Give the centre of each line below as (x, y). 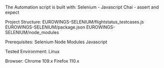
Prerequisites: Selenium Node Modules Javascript (56, 42)
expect (12, 12)
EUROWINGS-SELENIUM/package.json (45, 27)
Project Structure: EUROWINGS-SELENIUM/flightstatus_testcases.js (75, 22)
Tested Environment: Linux (32, 51)
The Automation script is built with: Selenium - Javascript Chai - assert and (82, 7)
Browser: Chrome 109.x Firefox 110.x (42, 61)
